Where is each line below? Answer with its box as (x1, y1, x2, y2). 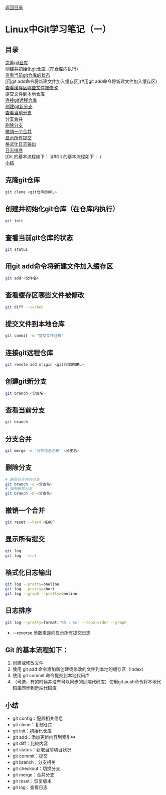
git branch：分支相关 (12, 759, 56, 765)
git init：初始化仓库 (12, 728, 52, 734)
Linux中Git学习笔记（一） (5, 24, 111, 35)
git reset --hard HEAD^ (5, 520, 55, 525)
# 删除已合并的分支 (5, 477, 40, 482)
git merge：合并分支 (12, 772, 55, 778)
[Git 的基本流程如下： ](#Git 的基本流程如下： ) (5, 153, 101, 160)
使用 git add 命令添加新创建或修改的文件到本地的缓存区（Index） (12, 666, 146, 672)
